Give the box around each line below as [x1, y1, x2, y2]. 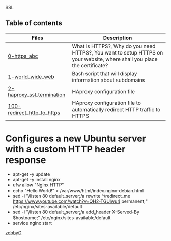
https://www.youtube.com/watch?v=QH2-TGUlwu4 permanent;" [12, 198, 148, 204]
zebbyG [5, 229, 22, 236]
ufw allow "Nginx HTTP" [12, 182, 64, 188]
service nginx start [12, 220, 52, 226]
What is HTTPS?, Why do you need [72, 43, 156, 50]
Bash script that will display [72, 70, 137, 77]
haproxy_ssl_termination [8, 91, 66, 98]
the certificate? [72, 62, 108, 69]
